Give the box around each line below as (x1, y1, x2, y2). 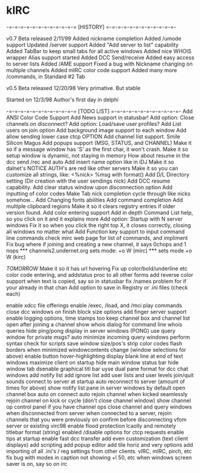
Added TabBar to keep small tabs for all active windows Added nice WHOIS (6, 47, 192, 54)
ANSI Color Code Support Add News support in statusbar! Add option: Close (6, 114, 195, 121)
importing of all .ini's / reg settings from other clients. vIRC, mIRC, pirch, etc (6, 447, 192, 455)
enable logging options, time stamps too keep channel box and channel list (6, 314, 190, 321)
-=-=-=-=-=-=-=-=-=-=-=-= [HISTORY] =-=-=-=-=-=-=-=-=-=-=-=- (6, 23, 177, 30)
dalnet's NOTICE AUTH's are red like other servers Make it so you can (6, 165, 179, 172)
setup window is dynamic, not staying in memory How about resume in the (6, 152, 190, 159)
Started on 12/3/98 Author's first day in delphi (6, 96, 119, 103)
